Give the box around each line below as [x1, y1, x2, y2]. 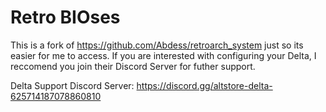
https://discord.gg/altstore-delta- [136, 79, 273, 91]
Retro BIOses [10, 6, 121, 29]
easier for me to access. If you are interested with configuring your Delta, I [10, 49, 317, 61]
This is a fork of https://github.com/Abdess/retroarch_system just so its [10, 39, 304, 51]
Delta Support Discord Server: [10, 79, 135, 91]
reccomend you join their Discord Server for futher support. [10, 60, 256, 72]
